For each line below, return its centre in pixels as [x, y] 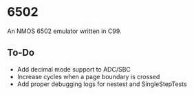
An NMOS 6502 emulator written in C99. [64, 31]
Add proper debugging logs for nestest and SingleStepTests [102, 84]
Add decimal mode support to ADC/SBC [74, 69]
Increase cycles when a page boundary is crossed [88, 76]
